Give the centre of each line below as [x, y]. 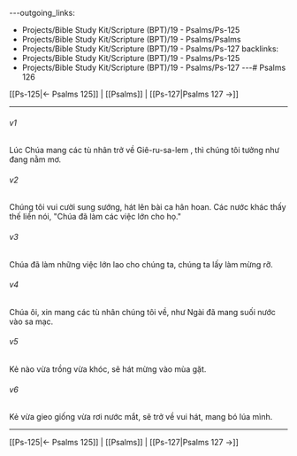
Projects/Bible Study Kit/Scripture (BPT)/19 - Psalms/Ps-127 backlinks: [150, 49]
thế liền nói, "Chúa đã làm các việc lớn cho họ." [95, 217]
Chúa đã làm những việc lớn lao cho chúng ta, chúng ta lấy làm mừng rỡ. [141, 264]
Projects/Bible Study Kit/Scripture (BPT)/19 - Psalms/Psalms [131, 39]
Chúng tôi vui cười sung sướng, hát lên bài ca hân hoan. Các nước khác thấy [148, 207]
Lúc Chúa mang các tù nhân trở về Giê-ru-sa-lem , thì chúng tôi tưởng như [145, 151]
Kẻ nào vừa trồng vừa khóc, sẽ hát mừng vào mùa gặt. [108, 369]
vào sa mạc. [31, 321]
